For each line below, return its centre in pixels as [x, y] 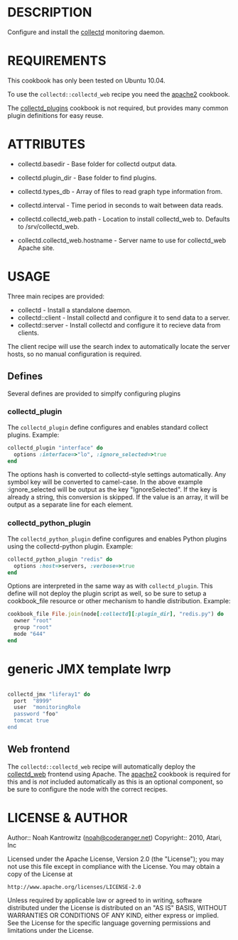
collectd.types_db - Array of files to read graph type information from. [120, 191]
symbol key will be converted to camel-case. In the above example [105, 482]
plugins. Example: [33, 435]
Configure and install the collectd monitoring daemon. [86, 32]
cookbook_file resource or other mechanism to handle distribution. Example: [119, 601]
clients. [28, 333]
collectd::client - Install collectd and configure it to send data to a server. [124, 318]
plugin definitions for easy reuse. [56, 115]
